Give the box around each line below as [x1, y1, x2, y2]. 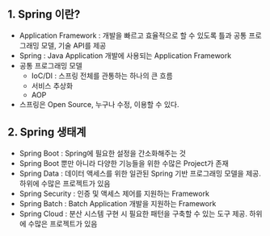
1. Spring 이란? [7, 7, 81, 22]
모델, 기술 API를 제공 [40, 40, 107, 50]
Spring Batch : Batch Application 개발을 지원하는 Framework [19, 198, 217, 208]
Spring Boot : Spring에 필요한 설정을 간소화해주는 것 [19, 148, 187, 158]
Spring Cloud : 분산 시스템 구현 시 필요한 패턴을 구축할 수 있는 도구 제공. [19, 209, 248, 218]
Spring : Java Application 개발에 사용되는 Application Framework [19, 51, 232, 60]
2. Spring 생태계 [7, 126, 86, 139]
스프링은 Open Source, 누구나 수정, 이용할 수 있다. [19, 99, 179, 109]
